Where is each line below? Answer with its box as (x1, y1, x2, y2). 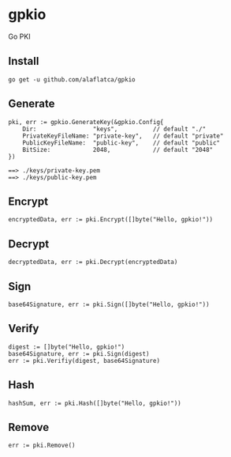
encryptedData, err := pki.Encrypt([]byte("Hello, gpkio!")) (8, 216, 214, 224)
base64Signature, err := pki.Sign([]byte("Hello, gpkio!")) (8, 300, 211, 308)
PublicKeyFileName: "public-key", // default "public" (22, 138, 221, 147)
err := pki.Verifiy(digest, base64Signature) (8, 357, 160, 364)
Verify (8, 322, 39, 335)
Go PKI (8, 32, 31, 41)
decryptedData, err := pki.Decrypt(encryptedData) (8, 259, 178, 266)
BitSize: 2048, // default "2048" (22, 145, 214, 153)
